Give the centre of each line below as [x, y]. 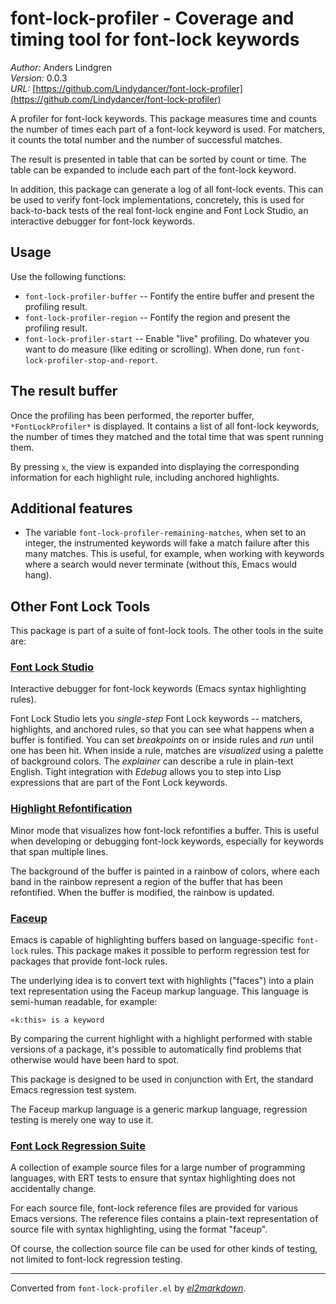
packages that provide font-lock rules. [89, 961]
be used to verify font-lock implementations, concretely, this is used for [157, 199]
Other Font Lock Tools [80, 606]
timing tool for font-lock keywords [155, 39]
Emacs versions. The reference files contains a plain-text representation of [164, 1219]
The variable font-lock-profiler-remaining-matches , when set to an [165, 533]
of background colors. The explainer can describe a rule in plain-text [152, 761]
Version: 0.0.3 [39, 78]
